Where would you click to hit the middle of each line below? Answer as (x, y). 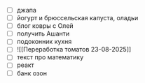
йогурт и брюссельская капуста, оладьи (77, 18)
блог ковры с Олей (45, 26)
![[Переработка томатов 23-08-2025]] (74, 50)
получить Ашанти (43, 33)
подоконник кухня (44, 42)
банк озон (32, 73)
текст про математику (50, 57)
